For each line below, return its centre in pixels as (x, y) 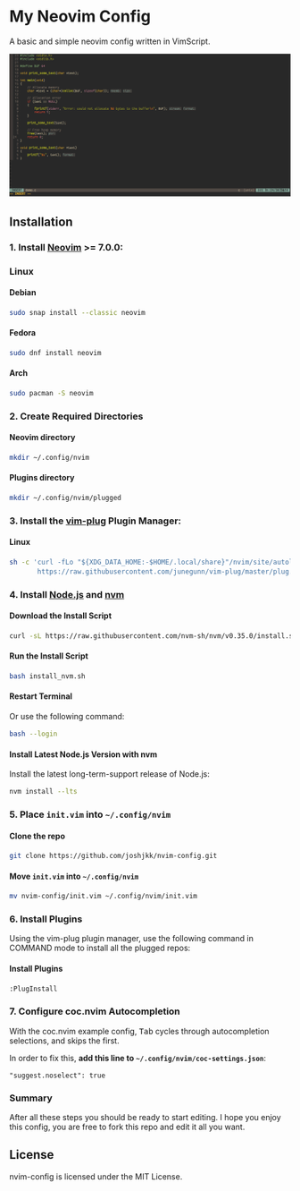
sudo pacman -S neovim (51, 393)
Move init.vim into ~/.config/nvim (74, 876)
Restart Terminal (41, 696)
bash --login (33, 734)
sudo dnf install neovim (55, 353)
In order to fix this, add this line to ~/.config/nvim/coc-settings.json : (137, 1058)
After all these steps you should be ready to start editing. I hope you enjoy (145, 1118)
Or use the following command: (67, 717)
